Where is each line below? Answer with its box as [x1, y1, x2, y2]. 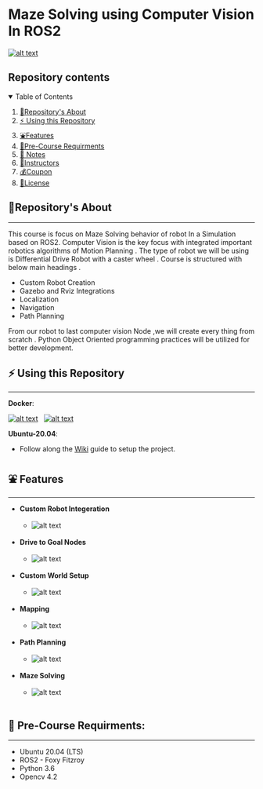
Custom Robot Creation [19, 277, 95, 287]
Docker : [8, 399, 34, 408]
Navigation [19, 302, 55, 312]
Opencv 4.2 [19, 772, 58, 781]
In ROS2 [8, 22, 61, 40]
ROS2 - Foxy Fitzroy [19, 755, 85, 765]
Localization [19, 294, 59, 304]
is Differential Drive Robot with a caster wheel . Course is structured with [8, 254, 243, 264]
